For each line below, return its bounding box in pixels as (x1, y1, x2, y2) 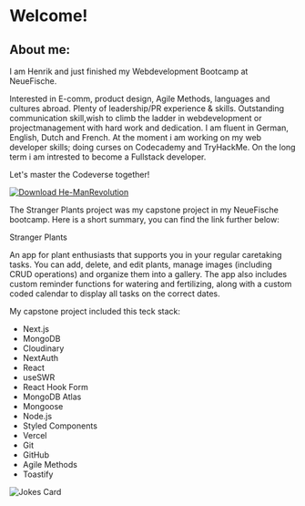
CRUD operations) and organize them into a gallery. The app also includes (9, 269, 288, 279)
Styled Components (22, 420, 98, 431)
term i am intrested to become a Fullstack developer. (9, 151, 207, 162)
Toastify (22, 469, 54, 480)
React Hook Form (22, 382, 88, 392)
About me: (9, 42, 71, 57)
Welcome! (9, 5, 88, 26)
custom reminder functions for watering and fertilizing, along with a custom (9, 279, 292, 289)
